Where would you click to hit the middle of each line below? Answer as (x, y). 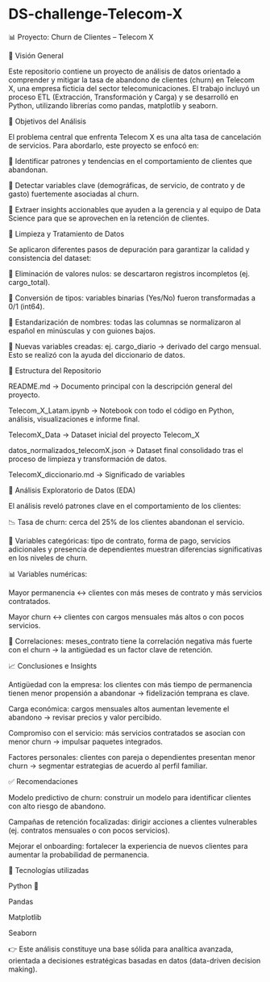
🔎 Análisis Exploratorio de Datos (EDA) (72, 490)
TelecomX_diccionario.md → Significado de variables (97, 474)
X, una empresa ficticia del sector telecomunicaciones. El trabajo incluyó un (134, 88)
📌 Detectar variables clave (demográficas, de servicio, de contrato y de (127, 185)
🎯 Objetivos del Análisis (48, 121)
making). (23, 969)
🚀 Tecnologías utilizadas (49, 870)
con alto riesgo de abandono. (57, 806)
